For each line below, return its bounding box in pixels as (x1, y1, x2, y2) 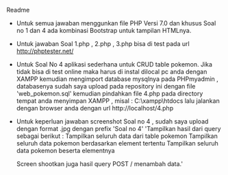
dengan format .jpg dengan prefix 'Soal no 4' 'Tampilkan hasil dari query (16, 125, 221, 132)
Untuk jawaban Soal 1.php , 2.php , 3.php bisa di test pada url (16, 40, 190, 47)
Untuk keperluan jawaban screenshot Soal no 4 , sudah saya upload (16, 117, 209, 126)
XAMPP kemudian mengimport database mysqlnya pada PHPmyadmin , (16, 75, 218, 83)
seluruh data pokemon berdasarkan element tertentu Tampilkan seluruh (16, 139, 218, 147)
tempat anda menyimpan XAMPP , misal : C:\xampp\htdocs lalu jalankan (16, 97, 220, 105)
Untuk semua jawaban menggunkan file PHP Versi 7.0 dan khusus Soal (16, 19, 216, 27)
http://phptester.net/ (16, 47, 74, 55)
